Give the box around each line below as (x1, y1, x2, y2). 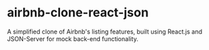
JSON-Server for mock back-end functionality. (7, 34, 139, 42)
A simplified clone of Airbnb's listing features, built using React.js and (7, 27, 203, 36)
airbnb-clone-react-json (7, 5, 149, 21)
